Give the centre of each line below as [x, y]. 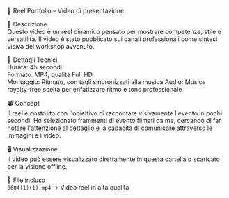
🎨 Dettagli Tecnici [32, 60]
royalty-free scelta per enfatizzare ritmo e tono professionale [95, 89]
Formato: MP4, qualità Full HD [50, 74]
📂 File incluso [26, 180]
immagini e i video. [34, 135]
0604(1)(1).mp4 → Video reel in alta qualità [68, 187]
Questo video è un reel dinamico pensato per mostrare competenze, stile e [114, 32]
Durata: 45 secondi [35, 67]
